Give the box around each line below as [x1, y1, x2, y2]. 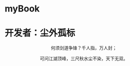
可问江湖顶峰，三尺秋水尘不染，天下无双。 [40, 55, 128, 61]
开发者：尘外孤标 [5, 27, 76, 39]
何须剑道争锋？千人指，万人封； [51, 45, 117, 51]
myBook [5, 3, 40, 14]
